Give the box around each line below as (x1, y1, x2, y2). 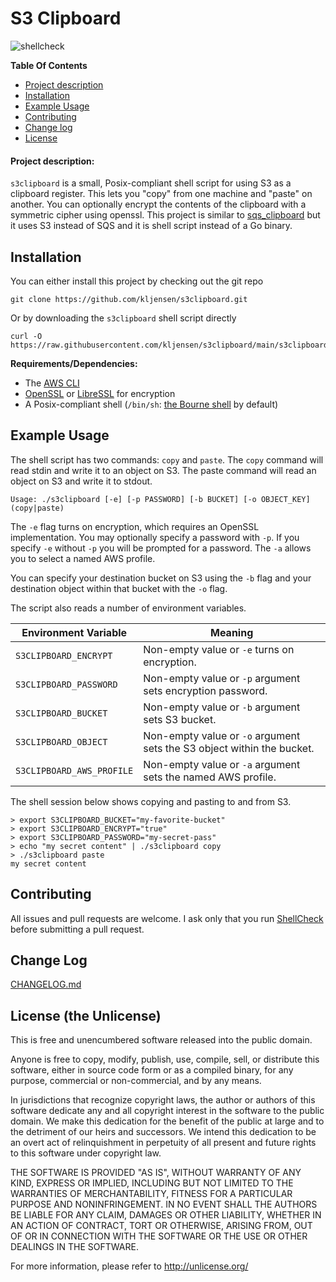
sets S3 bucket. (143, 712, 217, 726)
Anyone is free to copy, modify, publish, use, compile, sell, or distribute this (10, 1053, 320, 1066)
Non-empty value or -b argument (143, 700, 301, 714)
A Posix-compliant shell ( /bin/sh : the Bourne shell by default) (24, 398, 279, 410)
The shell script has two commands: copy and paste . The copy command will (10, 453, 324, 466)
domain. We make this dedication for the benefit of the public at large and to (10, 1115, 325, 1127)
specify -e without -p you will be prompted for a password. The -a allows (10, 542, 312, 554)
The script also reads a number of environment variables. (10, 602, 247, 614)
